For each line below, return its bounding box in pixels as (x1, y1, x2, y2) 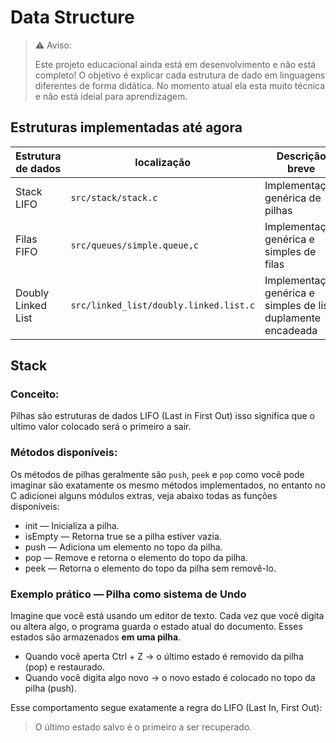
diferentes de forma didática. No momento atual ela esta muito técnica (34, 79, 326, 91)
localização (134, 155, 192, 169)
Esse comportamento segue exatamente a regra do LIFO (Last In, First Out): (10, 702, 323, 714)
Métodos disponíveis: (10, 446, 118, 460)
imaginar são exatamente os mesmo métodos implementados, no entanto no (10, 479, 326, 491)
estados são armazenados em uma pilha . (10, 631, 182, 643)
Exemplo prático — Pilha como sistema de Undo (10, 587, 247, 601)
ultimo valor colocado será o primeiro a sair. (10, 421, 192, 433)
